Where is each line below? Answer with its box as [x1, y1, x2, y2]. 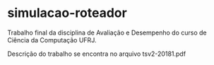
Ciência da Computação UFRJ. [7, 35, 97, 44]
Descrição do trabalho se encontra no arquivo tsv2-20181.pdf [7, 49, 186, 58]
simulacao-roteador [7, 5, 127, 21]
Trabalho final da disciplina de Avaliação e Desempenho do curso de [7, 28, 207, 37]
